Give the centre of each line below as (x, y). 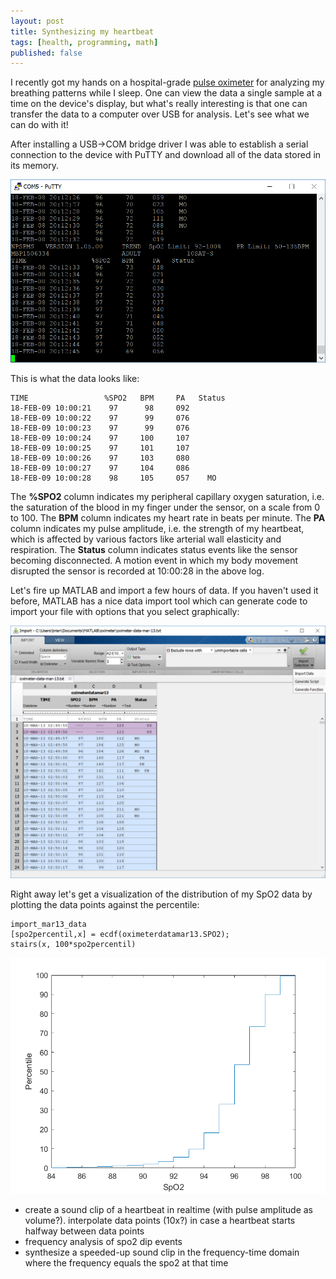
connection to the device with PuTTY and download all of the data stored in (166, 155)
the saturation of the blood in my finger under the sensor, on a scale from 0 (165, 507)
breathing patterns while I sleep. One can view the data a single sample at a (166, 93)
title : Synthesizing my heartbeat (82, 31)
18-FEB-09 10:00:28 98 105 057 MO (113, 478)
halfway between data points (84, 1231)
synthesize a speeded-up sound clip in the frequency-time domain (162, 1252)
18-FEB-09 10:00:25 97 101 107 (100, 448)
